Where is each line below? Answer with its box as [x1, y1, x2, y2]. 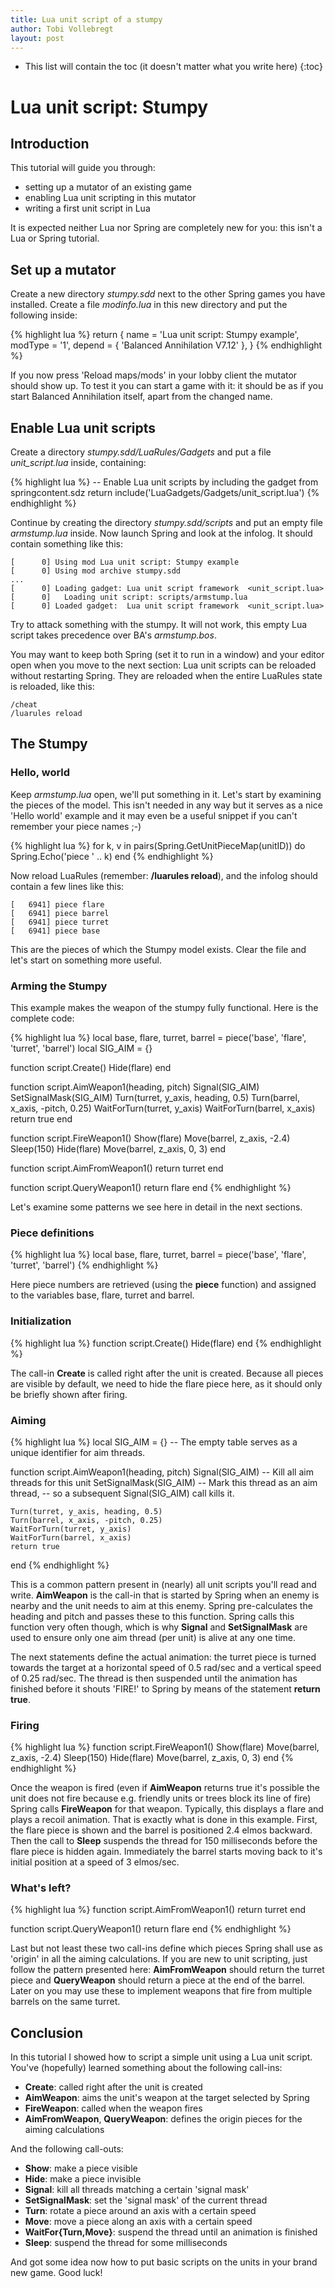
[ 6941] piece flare [10, 899, 105, 910]
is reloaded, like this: [10, 681, 95, 692]
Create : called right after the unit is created [24, 2081, 203, 2093]
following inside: [10, 309, 78, 321]
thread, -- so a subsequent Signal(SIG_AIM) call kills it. [10, 1487, 235, 1499]
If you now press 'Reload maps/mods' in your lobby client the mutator [10, 369, 298, 381]
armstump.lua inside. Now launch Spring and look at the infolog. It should [10, 527, 313, 539]
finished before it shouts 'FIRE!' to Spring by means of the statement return [10, 1682, 321, 1695]
